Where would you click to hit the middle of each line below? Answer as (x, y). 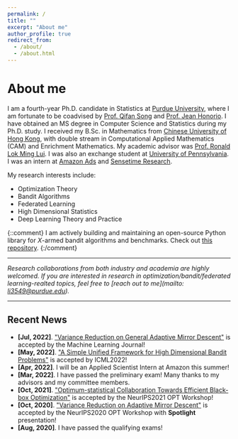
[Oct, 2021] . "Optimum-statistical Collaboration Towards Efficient (113, 390)
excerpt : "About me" (38, 27)
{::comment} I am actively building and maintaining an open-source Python (117, 232)
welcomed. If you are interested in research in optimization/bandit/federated (119, 276)
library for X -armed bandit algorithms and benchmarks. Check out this (110, 240)
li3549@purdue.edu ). (38, 291)
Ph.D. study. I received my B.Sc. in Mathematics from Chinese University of (117, 131)
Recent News (37, 320)
